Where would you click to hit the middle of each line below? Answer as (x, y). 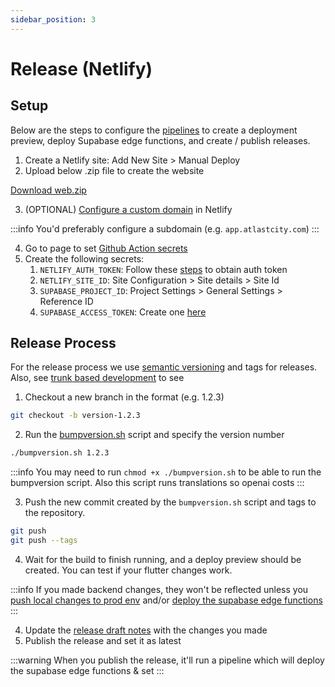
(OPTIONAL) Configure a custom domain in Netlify (128, 209)
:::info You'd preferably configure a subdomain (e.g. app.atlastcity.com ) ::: (165, 228)
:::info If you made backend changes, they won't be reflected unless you (159, 589)
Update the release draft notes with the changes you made (146, 630)
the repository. (55, 513)
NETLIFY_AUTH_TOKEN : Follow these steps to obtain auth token (163, 269)
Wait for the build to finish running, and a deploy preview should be (163, 559)
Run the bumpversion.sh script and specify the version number (154, 435)
